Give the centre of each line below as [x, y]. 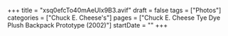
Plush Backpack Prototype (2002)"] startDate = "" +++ [88, 25]
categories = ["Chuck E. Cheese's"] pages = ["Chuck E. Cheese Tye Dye [114, 18]
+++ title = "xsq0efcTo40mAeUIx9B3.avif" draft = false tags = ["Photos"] [114, 10]
